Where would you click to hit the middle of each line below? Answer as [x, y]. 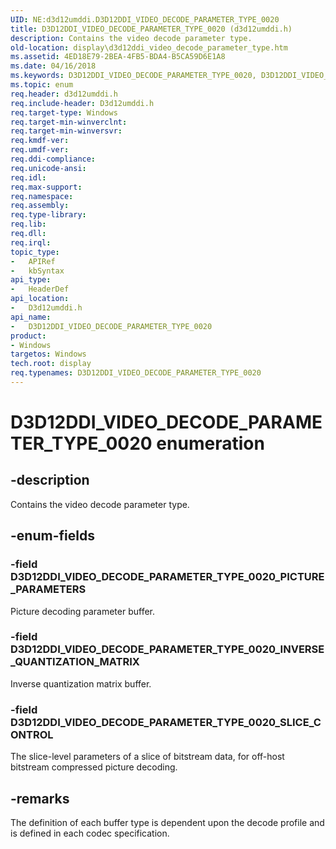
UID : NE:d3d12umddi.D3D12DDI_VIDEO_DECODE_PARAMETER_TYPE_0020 [145, 19]
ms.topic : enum [42, 85]
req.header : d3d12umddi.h [64, 94]
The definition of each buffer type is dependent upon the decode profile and [167, 822]
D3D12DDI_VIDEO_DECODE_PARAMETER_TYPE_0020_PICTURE [167, 577]
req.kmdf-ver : [40, 141]
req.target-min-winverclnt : [69, 122]
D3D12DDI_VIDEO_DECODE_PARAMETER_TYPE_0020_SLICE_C [166, 722]
